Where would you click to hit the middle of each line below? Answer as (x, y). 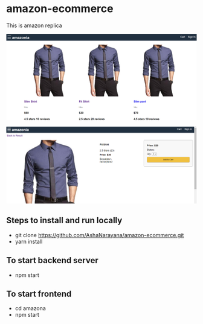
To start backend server (52, 260)
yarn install (29, 241)
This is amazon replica (34, 25)
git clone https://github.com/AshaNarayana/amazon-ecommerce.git (99, 235)
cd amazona (31, 308)
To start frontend (39, 294)
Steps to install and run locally (64, 221)
